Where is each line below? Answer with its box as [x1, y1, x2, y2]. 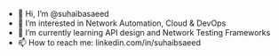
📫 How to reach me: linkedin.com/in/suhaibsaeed [17, 37, 202, 48]
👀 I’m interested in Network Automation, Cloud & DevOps [17, 18, 227, 28]
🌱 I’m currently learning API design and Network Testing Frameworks [17, 28, 271, 37]
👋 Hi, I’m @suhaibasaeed [17, 9, 109, 19]
